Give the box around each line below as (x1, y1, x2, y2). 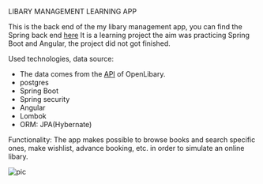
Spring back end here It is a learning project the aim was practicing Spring (8, 31, 250, 39)
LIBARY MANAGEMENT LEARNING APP (8, 7, 137, 16)
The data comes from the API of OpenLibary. (19, 69, 166, 78)
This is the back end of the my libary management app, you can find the (8, 22, 242, 31)
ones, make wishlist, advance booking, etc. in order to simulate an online (8, 144, 245, 152)
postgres (19, 78, 49, 87)
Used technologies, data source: (8, 54, 115, 63)
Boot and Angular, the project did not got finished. (8, 39, 171, 48)
